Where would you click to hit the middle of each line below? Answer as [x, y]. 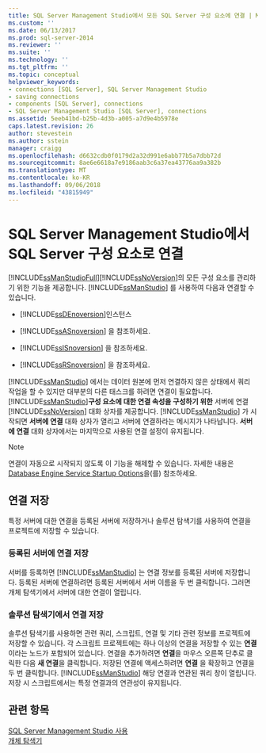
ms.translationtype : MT [47, 170]
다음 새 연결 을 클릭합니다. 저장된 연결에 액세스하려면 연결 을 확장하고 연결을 [139, 663]
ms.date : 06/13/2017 [42, 30]
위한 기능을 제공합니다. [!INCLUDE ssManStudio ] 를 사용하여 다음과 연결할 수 [135, 287]
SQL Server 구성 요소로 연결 [96, 254]
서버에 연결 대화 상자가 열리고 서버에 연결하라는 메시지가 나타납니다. [133, 421]
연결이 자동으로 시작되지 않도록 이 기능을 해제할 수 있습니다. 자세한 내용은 [121, 463]
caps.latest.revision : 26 [51, 126]
